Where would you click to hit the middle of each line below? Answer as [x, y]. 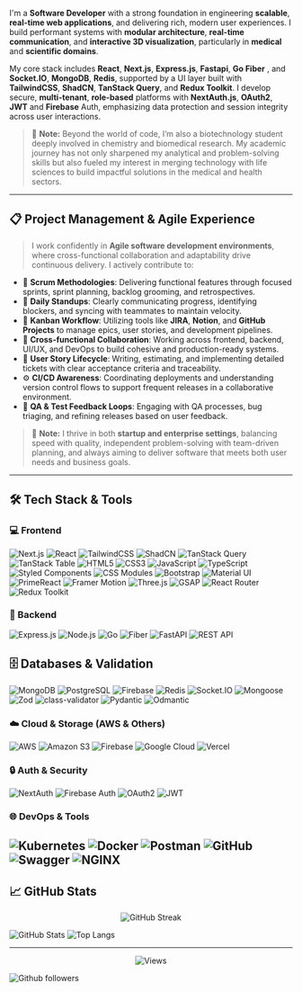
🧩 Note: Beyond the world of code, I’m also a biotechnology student [157, 134]
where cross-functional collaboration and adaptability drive [141, 255]
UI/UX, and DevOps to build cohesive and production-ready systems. [151, 349]
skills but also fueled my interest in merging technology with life [149, 162]
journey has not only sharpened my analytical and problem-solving [155, 153]
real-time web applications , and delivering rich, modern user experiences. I [151, 22]
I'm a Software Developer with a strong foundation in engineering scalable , [150, 13]
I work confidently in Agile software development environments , [153, 246]
